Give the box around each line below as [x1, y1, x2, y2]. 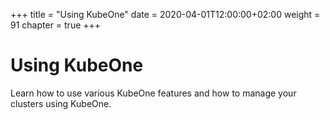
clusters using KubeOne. [10, 97, 112, 109]
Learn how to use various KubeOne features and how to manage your [10, 87, 297, 99]
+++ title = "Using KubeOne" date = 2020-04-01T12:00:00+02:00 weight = [10, 9, 321, 20]
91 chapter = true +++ [10, 19, 102, 31]
